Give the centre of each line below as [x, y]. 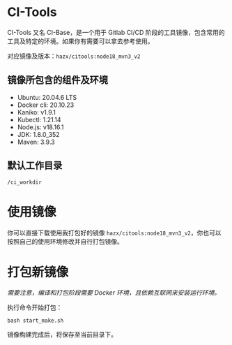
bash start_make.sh [36, 321]
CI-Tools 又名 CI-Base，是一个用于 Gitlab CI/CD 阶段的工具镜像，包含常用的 [116, 32]
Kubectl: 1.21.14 [39, 119]
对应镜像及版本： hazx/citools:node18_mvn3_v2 [74, 56]
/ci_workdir [24, 182]
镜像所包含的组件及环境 [57, 80]
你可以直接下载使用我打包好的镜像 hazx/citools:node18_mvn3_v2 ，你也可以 [114, 233]
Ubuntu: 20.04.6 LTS [47, 97]
